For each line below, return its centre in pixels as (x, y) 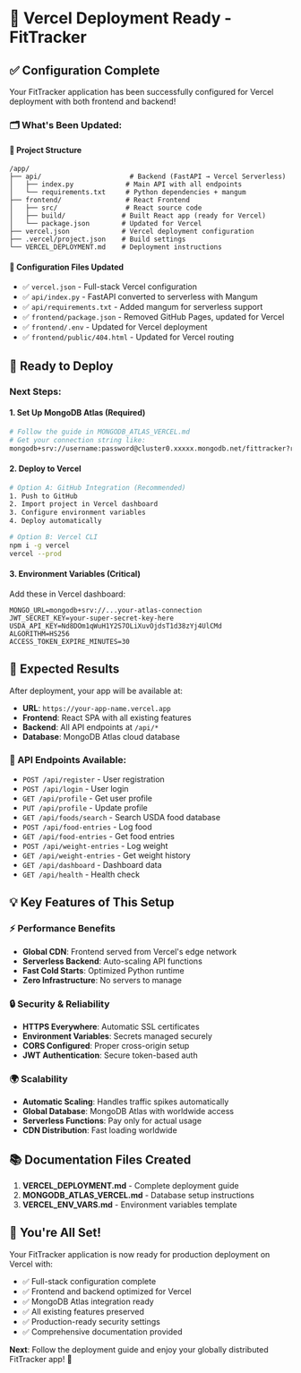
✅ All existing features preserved (83, 1311)
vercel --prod (36, 553)
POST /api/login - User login (75, 788)
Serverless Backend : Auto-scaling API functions (112, 961)
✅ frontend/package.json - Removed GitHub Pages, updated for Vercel (153, 317)
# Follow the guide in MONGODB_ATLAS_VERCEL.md (100, 432)
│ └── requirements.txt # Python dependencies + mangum (128, 193)
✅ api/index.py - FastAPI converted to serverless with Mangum (140, 297)
